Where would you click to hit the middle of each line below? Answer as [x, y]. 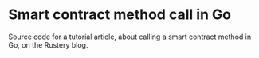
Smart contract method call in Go [120, 15]
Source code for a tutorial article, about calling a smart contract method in [130, 37]
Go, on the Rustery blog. [48, 44]
